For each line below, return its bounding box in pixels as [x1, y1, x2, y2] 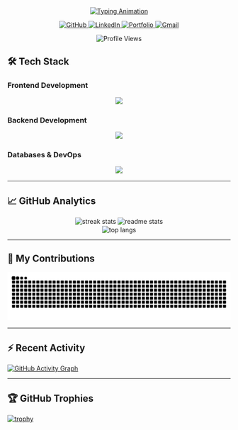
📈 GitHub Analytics [7, 195, 96, 207]
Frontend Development [7, 81, 89, 91]
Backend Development [7, 115, 87, 125]
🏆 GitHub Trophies [7, 392, 94, 404]
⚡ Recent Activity [7, 341, 86, 353]
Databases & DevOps [7, 149, 81, 159]
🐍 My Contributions [7, 253, 96, 265]
